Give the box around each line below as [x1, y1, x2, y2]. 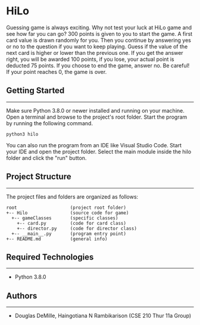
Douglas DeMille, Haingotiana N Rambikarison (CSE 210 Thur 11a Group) [14, 312, 192, 320]
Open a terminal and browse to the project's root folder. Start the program [6, 113, 187, 120]
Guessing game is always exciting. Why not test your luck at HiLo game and [6, 24, 192, 31]
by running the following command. [6, 119, 93, 126]
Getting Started [6, 85, 65, 96]
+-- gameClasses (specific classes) [11, 215, 118, 221]
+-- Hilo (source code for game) [6, 210, 129, 216]
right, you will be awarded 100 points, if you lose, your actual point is [6, 55, 174, 63]
